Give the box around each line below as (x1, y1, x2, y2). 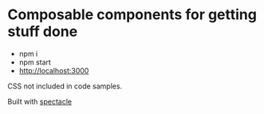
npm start (18, 57, 51, 67)
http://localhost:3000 (18, 65, 89, 75)
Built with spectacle (7, 96, 73, 106)
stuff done (7, 22, 78, 41)
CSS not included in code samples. (7, 81, 123, 91)
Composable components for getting (7, 6, 257, 24)
